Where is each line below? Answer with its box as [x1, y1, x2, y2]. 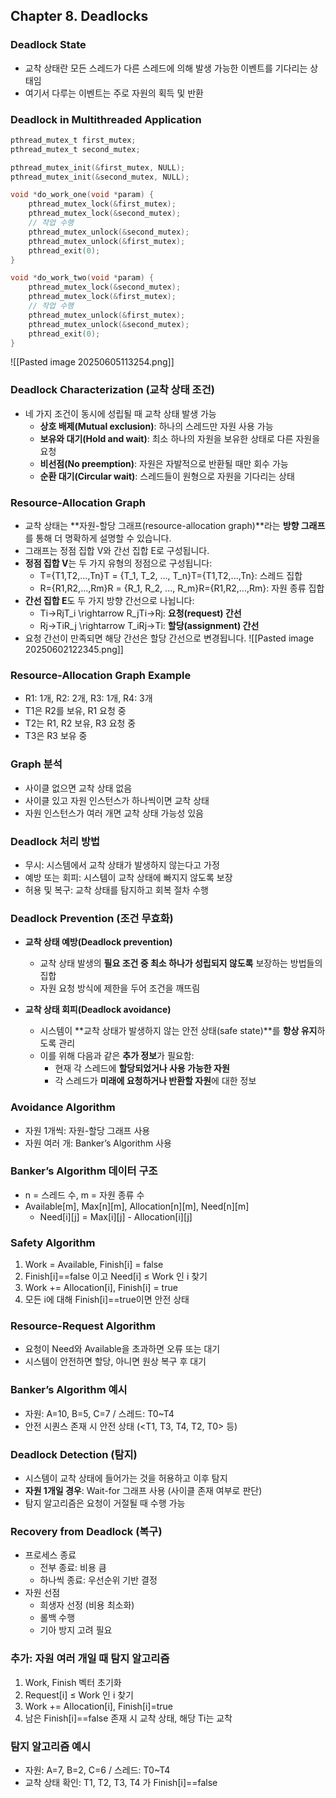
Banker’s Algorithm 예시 [10, 1383, 128, 1397]
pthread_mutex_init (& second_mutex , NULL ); [10, 172, 190, 182]
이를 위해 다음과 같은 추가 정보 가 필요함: [39, 1050, 195, 1062]
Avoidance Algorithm [10, 1100, 116, 1114]
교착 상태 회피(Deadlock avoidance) [24, 1004, 172, 1016]
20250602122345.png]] [24, 644, 124, 656]
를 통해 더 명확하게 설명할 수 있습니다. [24, 532, 172, 544]
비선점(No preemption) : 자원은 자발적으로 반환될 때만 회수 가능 [39, 457, 289, 469]
